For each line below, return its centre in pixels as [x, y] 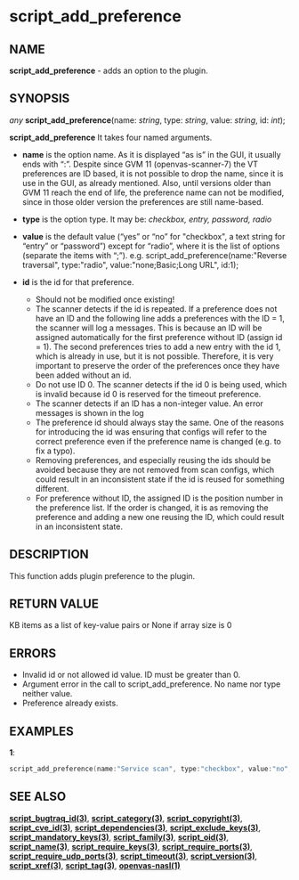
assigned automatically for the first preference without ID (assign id [159, 337]
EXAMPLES [41, 731]
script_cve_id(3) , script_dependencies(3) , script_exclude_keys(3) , [135, 827]
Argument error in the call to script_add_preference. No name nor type [151, 684]
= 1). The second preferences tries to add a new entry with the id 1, [158, 346]
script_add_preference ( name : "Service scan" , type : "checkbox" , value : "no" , [151, 769]
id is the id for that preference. [78, 281]
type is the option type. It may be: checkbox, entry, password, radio [147, 219]
